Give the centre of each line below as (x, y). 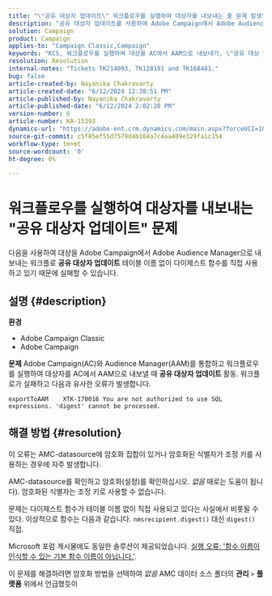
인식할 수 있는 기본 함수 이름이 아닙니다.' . (72, 556)
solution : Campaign (41, 31)
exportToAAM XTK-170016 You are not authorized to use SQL (115, 399)
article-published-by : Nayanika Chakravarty (85, 99)
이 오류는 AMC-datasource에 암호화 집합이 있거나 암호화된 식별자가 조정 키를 (131, 453)
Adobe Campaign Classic (62, 338)
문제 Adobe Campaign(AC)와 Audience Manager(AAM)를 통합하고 (117, 364)
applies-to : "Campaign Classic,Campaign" (79, 46)
